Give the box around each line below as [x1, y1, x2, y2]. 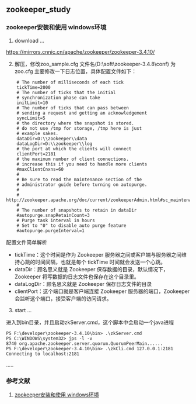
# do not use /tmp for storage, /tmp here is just [16, 125, 142, 131]
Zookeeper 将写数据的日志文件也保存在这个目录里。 [14, 273, 140, 280]
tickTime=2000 [16, 84, 51, 90]
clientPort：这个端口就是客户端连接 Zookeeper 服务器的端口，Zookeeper [14, 288, 190, 295]
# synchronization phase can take [16, 95, 100, 101]
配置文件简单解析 [6, 239, 47, 246]
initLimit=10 [16, 99, 48, 106]
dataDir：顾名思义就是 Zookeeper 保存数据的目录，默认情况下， [14, 265, 169, 272]
